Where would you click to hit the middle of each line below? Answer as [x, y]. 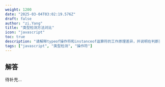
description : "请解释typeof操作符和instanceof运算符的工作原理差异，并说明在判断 [82, 42]
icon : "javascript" [25, 32]
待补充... [14, 80]
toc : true [15, 37]
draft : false [18, 19]
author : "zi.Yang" [24, 23]
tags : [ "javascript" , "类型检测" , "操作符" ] [49, 46]
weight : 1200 [18, 10]
